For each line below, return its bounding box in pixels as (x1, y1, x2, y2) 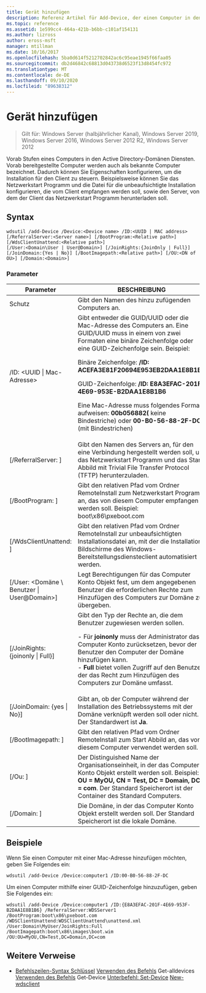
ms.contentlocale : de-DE (6, 72, 70, 78)
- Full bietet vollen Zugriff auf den (77, 663, 176, 672)
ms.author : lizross (6, 32, 56, 38)
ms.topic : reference (6, 20, 59, 26)
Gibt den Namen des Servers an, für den (77, 440, 194, 449)
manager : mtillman (6, 44, 53, 50)
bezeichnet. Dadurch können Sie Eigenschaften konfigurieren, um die (6, 168, 182, 175)
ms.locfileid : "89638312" (6, 84, 72, 90)
